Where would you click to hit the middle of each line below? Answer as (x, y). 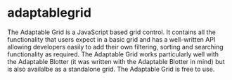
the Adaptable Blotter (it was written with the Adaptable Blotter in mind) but (116, 61)
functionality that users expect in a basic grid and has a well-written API (111, 39)
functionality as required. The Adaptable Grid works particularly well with (113, 54)
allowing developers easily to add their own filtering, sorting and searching (115, 47)
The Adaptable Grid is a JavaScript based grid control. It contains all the (111, 32)
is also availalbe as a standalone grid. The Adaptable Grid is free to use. (111, 69)
